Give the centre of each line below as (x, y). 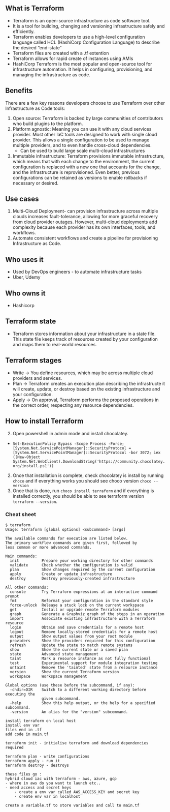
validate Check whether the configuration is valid (71, 565)
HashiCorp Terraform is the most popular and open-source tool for (82, 64)
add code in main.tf (27, 734)
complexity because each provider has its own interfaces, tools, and (84, 227)
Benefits (19, 91)
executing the (20, 694)
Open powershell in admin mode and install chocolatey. (70, 433)
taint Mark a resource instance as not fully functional (80, 658)
